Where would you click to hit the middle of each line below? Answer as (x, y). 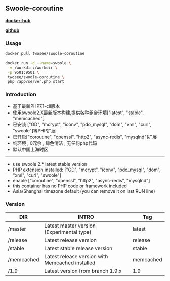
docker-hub (18, 20)
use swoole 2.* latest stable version (50, 164)
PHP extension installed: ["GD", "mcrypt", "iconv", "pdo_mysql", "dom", (87, 170)
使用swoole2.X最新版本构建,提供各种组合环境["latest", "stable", (78, 113)
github (12, 30)
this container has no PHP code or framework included (70, 186)
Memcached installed (70, 263)
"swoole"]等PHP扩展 (34, 130)
